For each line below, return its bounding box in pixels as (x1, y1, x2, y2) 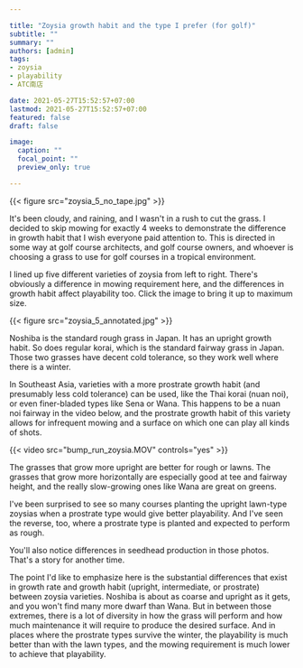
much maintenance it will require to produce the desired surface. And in (9, 619, 276, 630)
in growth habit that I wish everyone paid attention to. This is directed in (9, 232, 275, 243)
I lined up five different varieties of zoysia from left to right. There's (9, 268, 259, 280)
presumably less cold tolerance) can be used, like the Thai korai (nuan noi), (9, 388, 289, 399)
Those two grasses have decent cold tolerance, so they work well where (9, 351, 280, 362)
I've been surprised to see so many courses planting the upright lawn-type (9, 498, 288, 509)
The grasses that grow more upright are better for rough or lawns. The (9, 461, 271, 472)
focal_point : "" (17, 154, 78, 163)
